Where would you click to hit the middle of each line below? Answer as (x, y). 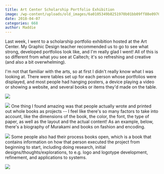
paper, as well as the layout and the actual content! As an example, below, (79, 122)
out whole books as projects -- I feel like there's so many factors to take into (82, 111)
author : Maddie (20, 28)
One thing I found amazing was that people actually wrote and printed (81, 106)
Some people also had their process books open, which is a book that (81, 137)
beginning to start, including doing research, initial (55, 147)
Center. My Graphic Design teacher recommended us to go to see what (77, 47)
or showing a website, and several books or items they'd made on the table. (81, 87)
